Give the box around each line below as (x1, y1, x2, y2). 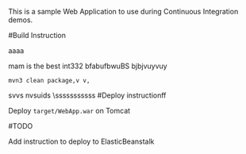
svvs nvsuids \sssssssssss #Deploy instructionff (8, 90, 167, 100)
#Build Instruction (8, 31, 66, 40)
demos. (8, 15, 33, 25)
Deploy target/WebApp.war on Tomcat (8, 106, 131, 115)
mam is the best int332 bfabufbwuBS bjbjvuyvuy (8, 61, 168, 71)
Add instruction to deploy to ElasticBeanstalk (8, 137, 155, 146)
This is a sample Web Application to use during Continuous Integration (8, 7, 239, 16)
